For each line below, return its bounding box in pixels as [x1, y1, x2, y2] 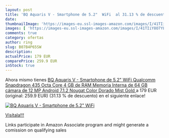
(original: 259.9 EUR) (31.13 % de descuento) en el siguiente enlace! [5, 93, 146, 99]
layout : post [5, 7, 33, 12]
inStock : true [5, 63, 35, 68]
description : [5, 49, 33, 54]
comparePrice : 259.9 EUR [5, 58, 57, 63]
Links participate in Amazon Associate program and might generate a [5, 122, 149, 128]
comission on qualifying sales [5, 127, 67, 133]
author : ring [5, 40, 33, 45]
